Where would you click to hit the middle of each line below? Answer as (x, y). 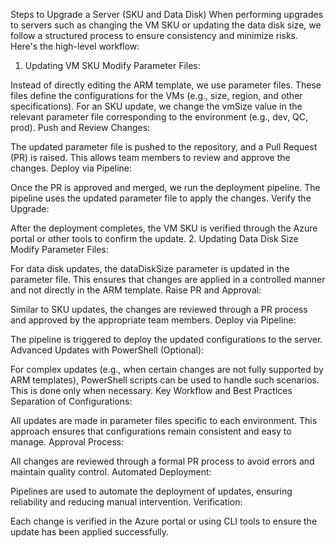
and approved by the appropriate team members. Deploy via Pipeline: (153, 320)
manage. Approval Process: (67, 442)
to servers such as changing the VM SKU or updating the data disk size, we (166, 25)
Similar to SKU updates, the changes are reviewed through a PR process (159, 309)
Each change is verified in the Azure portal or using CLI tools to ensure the (164, 521)
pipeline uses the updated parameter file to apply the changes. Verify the (161, 198)
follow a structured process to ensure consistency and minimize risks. (154, 35)
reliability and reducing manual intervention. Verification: (126, 502)
